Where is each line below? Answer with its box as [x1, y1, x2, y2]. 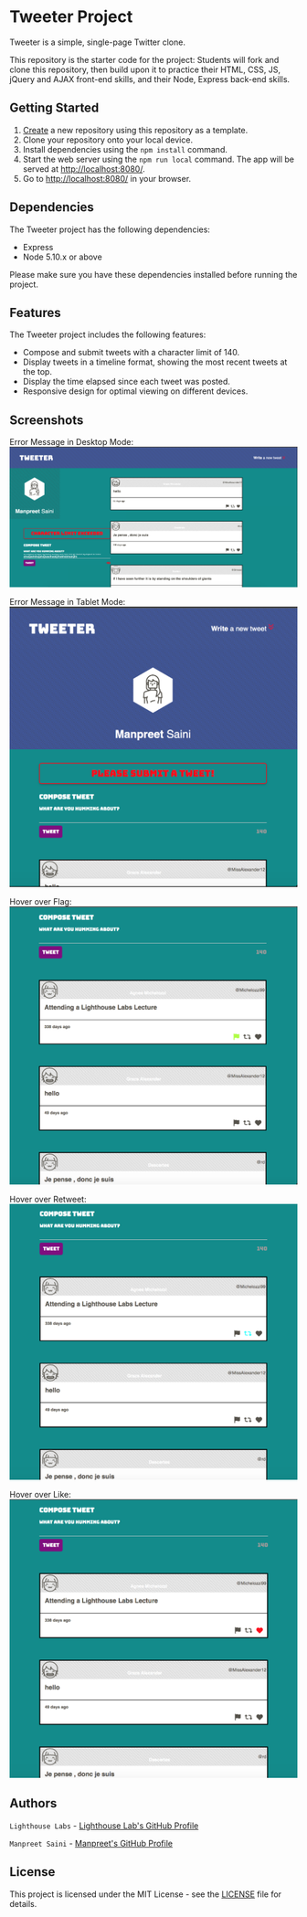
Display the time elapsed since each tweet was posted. [22, 376, 231, 387]
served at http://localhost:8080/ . [22, 163, 145, 175]
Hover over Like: [9, 1489, 71, 1500]
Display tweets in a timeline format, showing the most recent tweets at [22, 356, 288, 367]
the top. [22, 366, 53, 377]
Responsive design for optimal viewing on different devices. [22, 386, 249, 397]
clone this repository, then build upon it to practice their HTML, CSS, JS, [9, 64, 281, 75]
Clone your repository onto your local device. [22, 134, 194, 145]
